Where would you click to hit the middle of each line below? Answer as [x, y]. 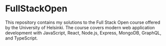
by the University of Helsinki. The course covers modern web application [80, 27]
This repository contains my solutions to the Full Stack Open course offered [83, 22]
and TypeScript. [22, 38]
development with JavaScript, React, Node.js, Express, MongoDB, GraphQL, [83, 33]
